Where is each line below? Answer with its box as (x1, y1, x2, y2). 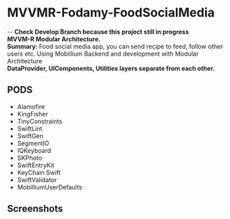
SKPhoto (17, 154, 43, 162)
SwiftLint (17, 124, 43, 132)
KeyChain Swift (17, 168, 61, 176)
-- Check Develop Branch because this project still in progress (7, 28, 189, 36)
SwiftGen (17, 132, 43, 140)
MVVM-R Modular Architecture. (7, 34, 101, 43)
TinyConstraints (17, 117, 63, 125)
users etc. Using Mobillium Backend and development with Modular (7, 50, 199, 58)
